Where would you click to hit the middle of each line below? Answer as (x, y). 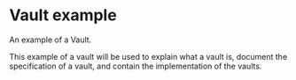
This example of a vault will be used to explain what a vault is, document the (148, 56)
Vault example (63, 15)
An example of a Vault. (51, 40)
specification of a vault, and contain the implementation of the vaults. (136, 66)
